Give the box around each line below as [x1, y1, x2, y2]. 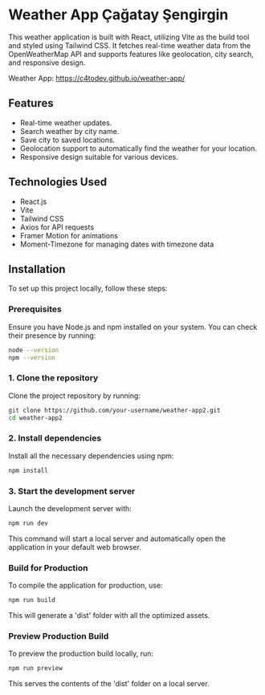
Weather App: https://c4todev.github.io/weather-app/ [8, 73, 185, 83]
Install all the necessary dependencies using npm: [8, 451, 174, 461]
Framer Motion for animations [19, 230, 119, 240]
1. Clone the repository [8, 372, 99, 384]
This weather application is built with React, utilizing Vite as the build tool [8, 32, 250, 42]
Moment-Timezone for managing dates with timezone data [19, 239, 214, 249]
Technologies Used [8, 175, 107, 189]
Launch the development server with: [8, 503, 132, 513]
